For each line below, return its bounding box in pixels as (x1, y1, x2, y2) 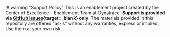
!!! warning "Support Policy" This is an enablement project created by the (5, 5, 159, 10)
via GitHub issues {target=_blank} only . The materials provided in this (5, 15, 154, 21)
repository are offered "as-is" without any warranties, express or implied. (5, 20, 159, 26)
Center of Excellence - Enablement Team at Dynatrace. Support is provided (5, 10, 165, 16)
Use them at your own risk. (5, 26, 62, 32)
